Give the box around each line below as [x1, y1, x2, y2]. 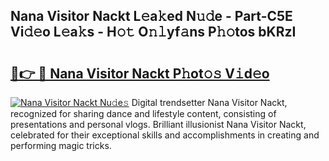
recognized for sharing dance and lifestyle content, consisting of [10, 108, 277, 119]
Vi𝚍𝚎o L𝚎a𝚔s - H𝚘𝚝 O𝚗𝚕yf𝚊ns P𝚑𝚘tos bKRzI [10, 24, 297, 41]
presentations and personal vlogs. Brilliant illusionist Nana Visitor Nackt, [10, 119, 307, 130]
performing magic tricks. [10, 140, 112, 151]
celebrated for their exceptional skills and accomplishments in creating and [10, 129, 320, 141]
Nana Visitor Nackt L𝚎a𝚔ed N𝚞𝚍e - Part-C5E [10, 8, 293, 25]
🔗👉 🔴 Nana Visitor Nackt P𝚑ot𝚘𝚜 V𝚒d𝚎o [10, 65, 270, 82]
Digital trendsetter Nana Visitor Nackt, [131, 97, 288, 108]
